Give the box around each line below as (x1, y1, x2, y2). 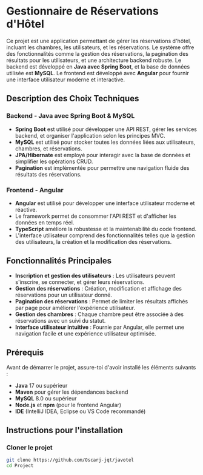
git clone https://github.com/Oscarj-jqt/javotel (6, 457, 135, 463)
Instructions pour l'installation (6, 425, 123, 435)
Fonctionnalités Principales (6, 256, 112, 266)
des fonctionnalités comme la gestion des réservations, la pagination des (6, 50, 189, 57)
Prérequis (6, 348, 44, 358)
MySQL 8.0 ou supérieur (15, 394, 77, 402)
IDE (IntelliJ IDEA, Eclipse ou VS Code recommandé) (15, 408, 146, 415)
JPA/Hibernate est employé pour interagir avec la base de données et (15, 151, 191, 158)
